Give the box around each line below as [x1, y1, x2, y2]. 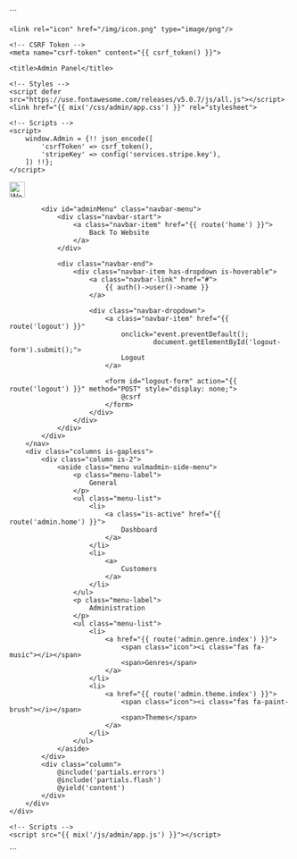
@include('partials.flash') [56, 776, 162, 785]
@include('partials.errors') [56, 768, 166, 777]
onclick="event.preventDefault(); [120, 330, 250, 339]
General [88, 478, 118, 487]
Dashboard [120, 526, 158, 535]
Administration [88, 603, 145, 612]
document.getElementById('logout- [153, 338, 281, 347]
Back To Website [88, 228, 150, 237]
